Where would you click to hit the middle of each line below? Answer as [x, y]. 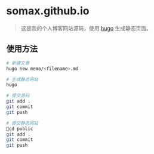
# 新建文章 [18, 63]
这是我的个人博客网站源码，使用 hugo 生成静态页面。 [86, 28]
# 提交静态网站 [22, 123]
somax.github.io [48, 11]
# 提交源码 [18, 96]
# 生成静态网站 [22, 79]
